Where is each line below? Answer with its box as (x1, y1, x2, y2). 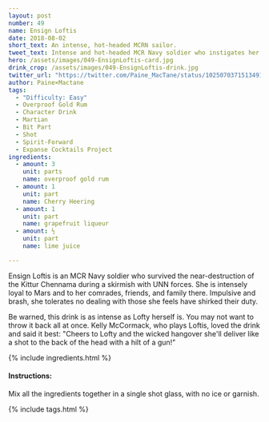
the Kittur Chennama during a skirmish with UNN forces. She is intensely (8, 279, 248, 289)
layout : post (8, 11, 52, 20)
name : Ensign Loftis (8, 26, 78, 34)
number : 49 (8, 19, 45, 27)
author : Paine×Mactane (8, 78, 84, 86)
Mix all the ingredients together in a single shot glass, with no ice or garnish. (8, 388, 259, 398)
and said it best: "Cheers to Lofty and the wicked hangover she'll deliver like (8, 328, 259, 338)
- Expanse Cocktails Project (15, 145, 113, 153)
